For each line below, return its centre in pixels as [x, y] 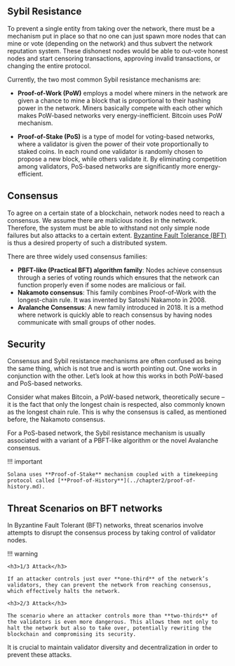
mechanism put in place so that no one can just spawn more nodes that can [117, 36]
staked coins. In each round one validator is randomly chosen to [110, 151]
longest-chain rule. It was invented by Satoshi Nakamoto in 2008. [112, 300]
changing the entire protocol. [49, 65]
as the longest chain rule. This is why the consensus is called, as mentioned [117, 412]
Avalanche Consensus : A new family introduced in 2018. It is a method [120, 307]
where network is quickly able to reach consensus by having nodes [115, 315]
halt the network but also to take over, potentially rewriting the [109, 628]
